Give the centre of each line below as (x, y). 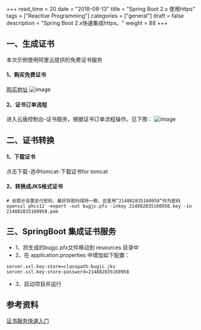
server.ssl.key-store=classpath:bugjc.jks (61, 266)
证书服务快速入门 (28, 320)
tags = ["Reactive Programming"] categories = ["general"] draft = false (95, 16)
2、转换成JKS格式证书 (35, 187)
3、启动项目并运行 (38, 284)
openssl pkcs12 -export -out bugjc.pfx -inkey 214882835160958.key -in (99, 206)
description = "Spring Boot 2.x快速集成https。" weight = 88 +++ (87, 23)
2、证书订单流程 (27, 105)
